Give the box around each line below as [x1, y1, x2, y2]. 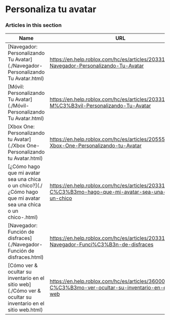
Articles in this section [5, 22, 62, 29]
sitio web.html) [8, 306, 43, 313]
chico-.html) [8, 214, 38, 221]
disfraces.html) [8, 254, 44, 261]
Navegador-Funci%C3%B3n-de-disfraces [50, 241, 154, 248]
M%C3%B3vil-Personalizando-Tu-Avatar [50, 102, 151, 110]
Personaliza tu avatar [5, 4, 97, 15]
